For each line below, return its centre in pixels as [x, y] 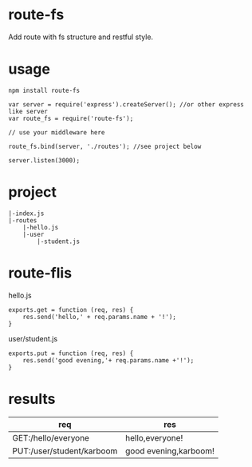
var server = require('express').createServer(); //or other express [126, 104]
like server [28, 111]
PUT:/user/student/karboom [65, 451]
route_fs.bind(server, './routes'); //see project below [105, 146]
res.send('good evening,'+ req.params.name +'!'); [108, 360]
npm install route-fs [44, 90]
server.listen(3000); [44, 160]
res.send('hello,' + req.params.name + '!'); [100, 317]
